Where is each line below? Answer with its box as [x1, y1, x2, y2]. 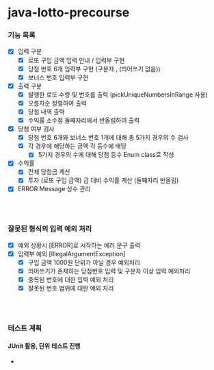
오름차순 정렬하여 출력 [27, 99, 88, 107]
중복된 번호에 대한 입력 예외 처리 [27, 275, 114, 284]
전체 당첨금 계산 [27, 168, 70, 176]
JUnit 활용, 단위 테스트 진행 [8, 341, 81, 350]
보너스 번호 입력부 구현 [27, 73, 89, 82]
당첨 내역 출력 [27, 108, 65, 116]
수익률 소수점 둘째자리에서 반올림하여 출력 [27, 116, 140, 124]
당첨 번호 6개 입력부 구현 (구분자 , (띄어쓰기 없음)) [27, 64, 161, 73]
